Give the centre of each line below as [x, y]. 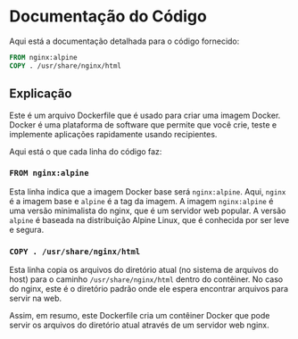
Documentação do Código [108, 17]
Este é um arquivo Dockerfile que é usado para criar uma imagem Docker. [145, 115]
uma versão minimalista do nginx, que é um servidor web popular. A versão [148, 211]
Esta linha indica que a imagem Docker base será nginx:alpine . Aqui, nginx [148, 191]
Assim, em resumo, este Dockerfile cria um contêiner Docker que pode [140, 316]
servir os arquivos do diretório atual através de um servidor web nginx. [139, 325]
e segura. [27, 229]
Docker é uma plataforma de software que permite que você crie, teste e [143, 124]
